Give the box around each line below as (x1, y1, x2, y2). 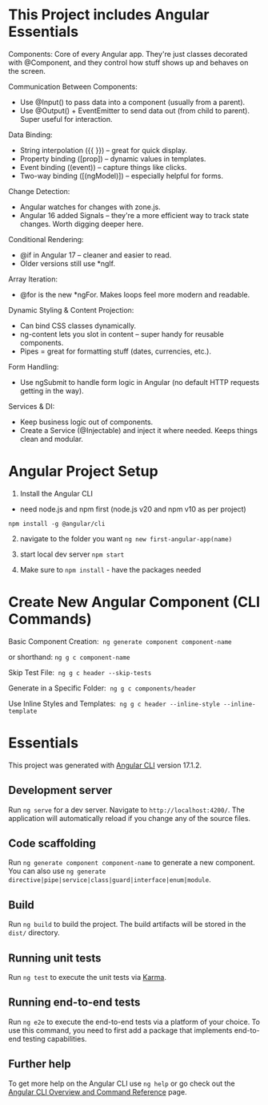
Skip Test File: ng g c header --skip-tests (8, 667, 152, 677)
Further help (8, 1057, 72, 1071)
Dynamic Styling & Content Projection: (8, 305, 134, 314)
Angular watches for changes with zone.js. (19, 202, 162, 212)
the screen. (8, 66, 46, 75)
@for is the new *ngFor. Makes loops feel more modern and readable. (19, 289, 250, 299)
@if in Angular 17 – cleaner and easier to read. (19, 250, 172, 260)
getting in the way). (19, 386, 84, 395)
